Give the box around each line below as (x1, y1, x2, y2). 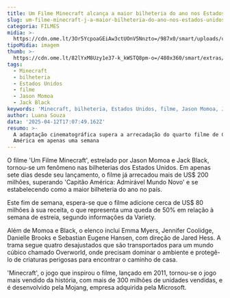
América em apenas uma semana (13, 138, 99, 145)
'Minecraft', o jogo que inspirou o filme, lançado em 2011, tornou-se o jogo (7, 269, 217, 277)
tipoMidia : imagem (7, 42, 60, 49)
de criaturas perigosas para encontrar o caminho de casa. (13, 256, 178, 264)
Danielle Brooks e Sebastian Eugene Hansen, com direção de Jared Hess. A (7, 234, 221, 242)
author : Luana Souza (7, 112, 66, 119)
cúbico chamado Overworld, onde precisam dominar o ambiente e (7, 248, 194, 257)
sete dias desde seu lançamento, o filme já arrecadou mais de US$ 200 (7, 171, 209, 179)
